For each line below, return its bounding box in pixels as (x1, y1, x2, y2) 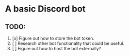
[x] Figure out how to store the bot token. (12, 35, 95, 41)
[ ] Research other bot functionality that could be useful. (12, 41, 125, 46)
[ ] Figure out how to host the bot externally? (12, 46, 101, 51)
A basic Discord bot (5, 3, 86, 14)
